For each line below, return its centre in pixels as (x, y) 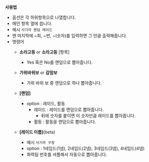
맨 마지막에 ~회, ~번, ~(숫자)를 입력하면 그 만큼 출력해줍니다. (69, 36)
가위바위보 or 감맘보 (38, 73)
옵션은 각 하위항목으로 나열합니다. (44, 17)
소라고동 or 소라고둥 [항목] (44, 52)
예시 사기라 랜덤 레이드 (32, 30)
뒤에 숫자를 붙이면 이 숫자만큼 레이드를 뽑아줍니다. (88, 116)
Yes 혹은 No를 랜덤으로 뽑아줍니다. (60, 62)
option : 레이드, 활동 (46, 104)
